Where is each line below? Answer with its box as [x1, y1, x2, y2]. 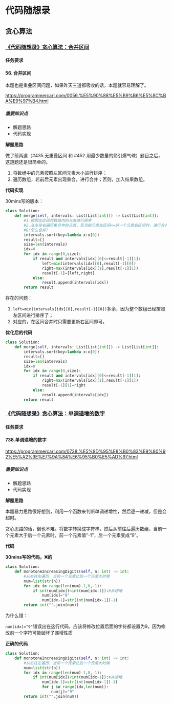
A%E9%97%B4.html [5, 98, 49, 104]
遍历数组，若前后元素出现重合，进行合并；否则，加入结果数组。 [12, 176, 147, 182]
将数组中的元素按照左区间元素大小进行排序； [12, 170, 107, 176]
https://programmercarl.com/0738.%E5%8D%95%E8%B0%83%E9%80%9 [5, 448, 166, 455]
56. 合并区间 [5, 70, 32, 76]
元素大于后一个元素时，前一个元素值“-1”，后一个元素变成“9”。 [9, 532, 141, 539]
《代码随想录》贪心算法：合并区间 [5, 43, 90, 50]
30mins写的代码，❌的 [5, 554, 53, 560]
